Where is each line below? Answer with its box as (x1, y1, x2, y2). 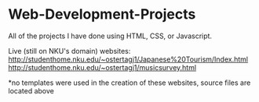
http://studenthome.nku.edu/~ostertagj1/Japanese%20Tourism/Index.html (8, 55, 249, 64)
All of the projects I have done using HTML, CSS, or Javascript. (8, 31, 213, 40)
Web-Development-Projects (8, 5, 196, 23)
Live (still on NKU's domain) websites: (8, 46, 131, 55)
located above (8, 86, 55, 95)
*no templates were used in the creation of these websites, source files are (8, 78, 251, 87)
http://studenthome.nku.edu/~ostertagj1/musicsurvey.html (8, 62, 197, 72)
